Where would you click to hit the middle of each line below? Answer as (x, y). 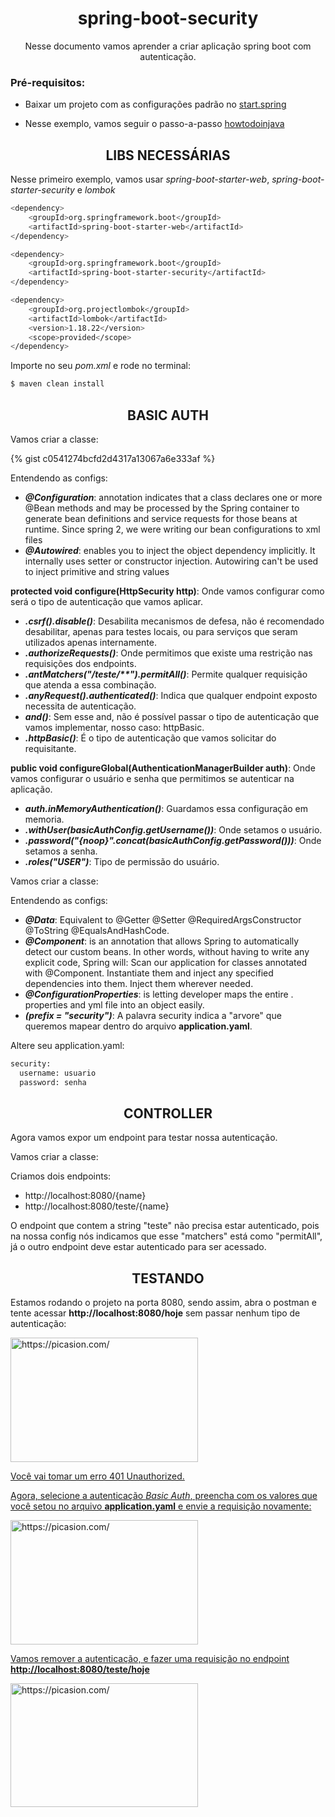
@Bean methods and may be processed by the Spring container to (162, 508)
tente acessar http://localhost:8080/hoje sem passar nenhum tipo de (155, 1313)
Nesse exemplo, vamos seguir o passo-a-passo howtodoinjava (154, 124)
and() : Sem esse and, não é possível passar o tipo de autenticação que (172, 716)
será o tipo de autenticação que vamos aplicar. (107, 601)
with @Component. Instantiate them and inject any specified (149, 973)
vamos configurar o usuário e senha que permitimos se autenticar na (152, 778)
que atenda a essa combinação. (90, 684)
